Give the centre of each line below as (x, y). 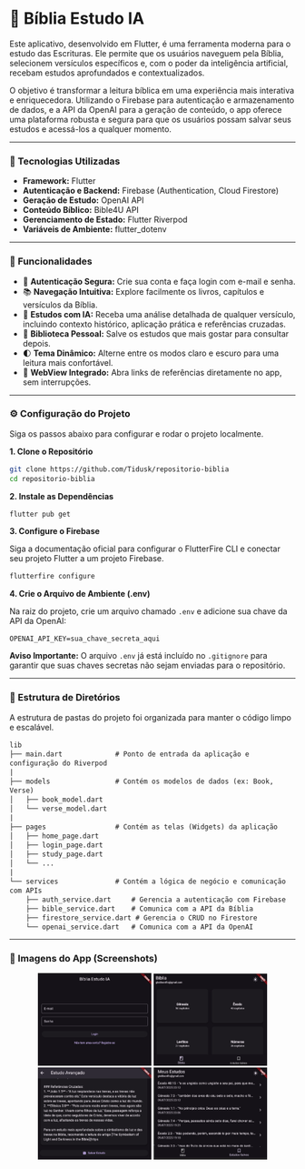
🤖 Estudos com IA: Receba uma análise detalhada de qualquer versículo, (159, 314)
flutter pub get (40, 514)
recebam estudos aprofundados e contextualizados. (107, 73)
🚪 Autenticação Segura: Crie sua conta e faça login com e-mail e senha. (159, 281)
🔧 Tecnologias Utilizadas (65, 161)
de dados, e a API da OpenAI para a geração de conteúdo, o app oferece (146, 109)
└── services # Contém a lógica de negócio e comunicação (148, 882)
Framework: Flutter (59, 181)
